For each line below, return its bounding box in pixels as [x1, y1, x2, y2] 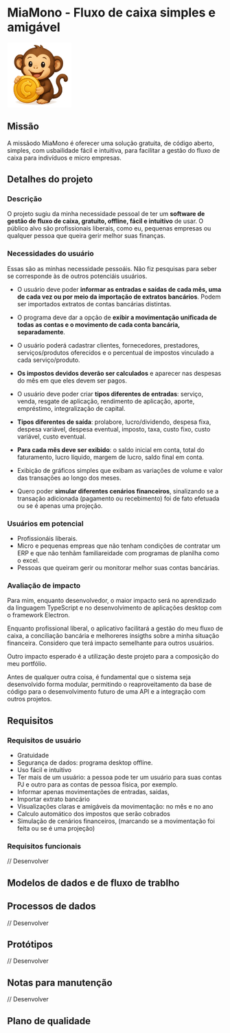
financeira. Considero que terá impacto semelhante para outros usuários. [7, 639, 214, 648]
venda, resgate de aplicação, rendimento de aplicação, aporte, [16, 397, 195, 405]
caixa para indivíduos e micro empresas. [7, 153, 122, 162]
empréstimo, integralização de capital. [16, 404, 126, 412]
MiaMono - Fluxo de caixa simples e [7, 5, 216, 21]
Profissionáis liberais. [16, 535, 78, 543]
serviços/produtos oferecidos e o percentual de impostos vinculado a [16, 348, 214, 356]
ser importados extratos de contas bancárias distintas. [16, 299, 172, 308]
